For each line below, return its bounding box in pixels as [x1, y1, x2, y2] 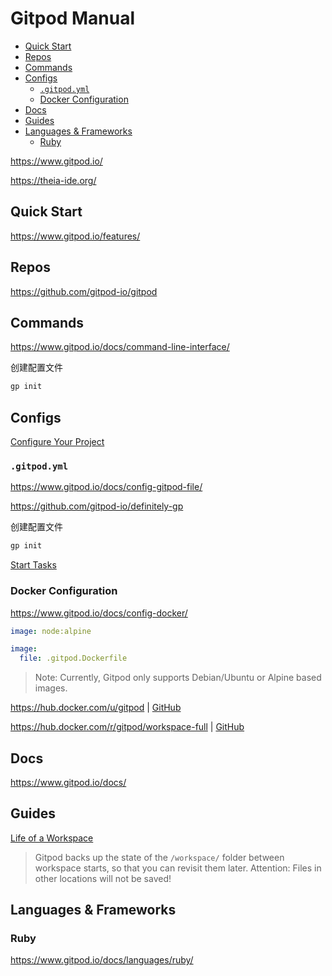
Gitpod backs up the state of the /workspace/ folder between [34, 851, 285, 863]
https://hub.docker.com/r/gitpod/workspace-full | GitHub [10, 721, 245, 733]
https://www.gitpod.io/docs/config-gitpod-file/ [10, 481, 203, 493]
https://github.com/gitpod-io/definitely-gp [10, 500, 184, 512]
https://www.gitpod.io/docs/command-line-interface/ [10, 341, 230, 353]
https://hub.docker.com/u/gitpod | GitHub [10, 702, 182, 714]
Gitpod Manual [10, 7, 136, 30]
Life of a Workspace [10, 832, 94, 844]
